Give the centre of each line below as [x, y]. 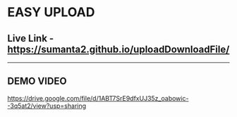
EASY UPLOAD [51, 12]
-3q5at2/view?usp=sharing [47, 106]
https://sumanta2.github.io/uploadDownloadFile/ [119, 49]
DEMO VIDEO [37, 81]
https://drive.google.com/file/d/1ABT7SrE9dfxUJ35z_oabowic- [98, 98]
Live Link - [31, 38]
